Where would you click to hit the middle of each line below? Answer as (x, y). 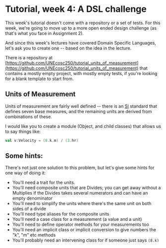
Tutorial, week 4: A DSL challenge (76, 9)
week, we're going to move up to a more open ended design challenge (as (81, 28)
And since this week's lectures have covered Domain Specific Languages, (81, 42)
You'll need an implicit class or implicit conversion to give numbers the (84, 230)
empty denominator (32, 198)
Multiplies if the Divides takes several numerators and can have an (80, 193)
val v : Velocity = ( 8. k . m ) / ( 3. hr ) (42, 140)
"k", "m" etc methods (34, 235)
